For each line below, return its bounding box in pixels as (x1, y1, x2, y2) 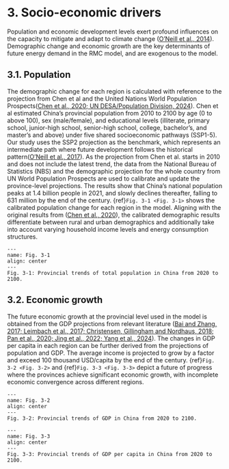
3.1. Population (7, 69, 71, 81)
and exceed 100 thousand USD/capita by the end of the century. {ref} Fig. (7, 356, 215, 364)
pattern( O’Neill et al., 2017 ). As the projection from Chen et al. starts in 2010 (7, 152, 221, 161)
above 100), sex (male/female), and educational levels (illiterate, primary (7, 116, 210, 124)
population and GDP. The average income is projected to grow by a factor (7, 349, 215, 357)
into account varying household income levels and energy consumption (7, 225, 208, 233)
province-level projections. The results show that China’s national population (7, 181, 223, 189)
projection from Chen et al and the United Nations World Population (7, 94, 197, 103)
